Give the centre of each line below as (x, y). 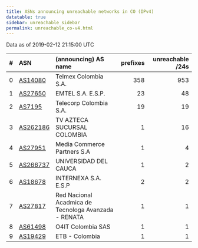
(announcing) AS (80, 59)
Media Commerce (80, 144)
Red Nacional (74, 195)
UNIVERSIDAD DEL (81, 161)
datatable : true (26, 17)
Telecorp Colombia (82, 103)
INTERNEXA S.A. (78, 178)
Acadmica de (74, 203)
